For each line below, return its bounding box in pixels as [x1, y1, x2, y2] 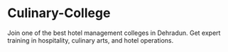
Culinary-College [7, 5, 111, 21]
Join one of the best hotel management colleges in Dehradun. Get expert [7, 28, 221, 37]
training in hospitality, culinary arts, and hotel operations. [7, 36, 174, 44]
